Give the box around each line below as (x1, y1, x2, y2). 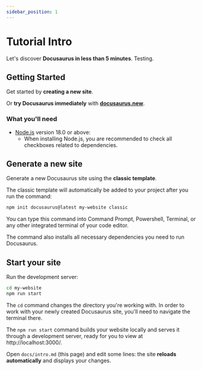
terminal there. (6, 314, 43, 321)
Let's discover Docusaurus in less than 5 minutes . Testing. (6, 55, 154, 62)
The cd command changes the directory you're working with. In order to (6, 301, 185, 309)
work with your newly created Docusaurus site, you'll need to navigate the (6, 308, 191, 315)
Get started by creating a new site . (6, 88, 93, 95)
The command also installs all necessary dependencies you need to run (6, 233, 185, 241)
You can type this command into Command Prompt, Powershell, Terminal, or (6, 215, 196, 223)
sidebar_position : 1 (6, 8, 58, 15)
